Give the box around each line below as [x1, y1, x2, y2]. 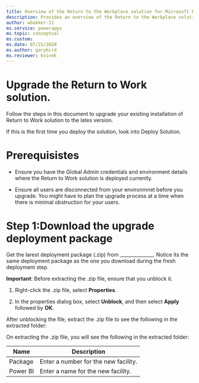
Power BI [9, 367, 34, 375]
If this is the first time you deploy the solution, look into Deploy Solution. [6, 128, 182, 135]
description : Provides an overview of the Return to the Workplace [6, 14, 176, 20]
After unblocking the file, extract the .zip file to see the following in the [6, 316, 178, 323]
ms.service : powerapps [6, 25, 62, 31]
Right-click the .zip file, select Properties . [14, 287, 117, 294]
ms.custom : [6, 36, 33, 42]
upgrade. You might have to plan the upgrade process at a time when [14, 192, 184, 199]
